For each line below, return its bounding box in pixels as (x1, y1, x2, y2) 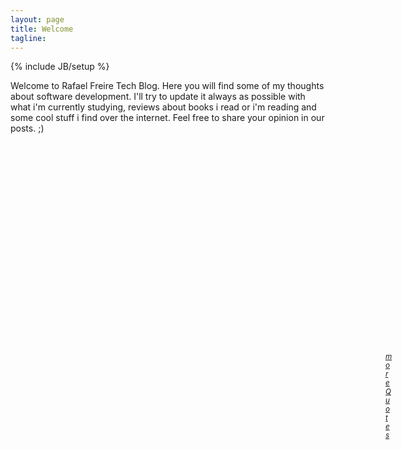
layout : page (10, 14, 65, 25)
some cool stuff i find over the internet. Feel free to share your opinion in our (10, 112, 325, 124)
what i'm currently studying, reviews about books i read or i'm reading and (10, 101, 317, 113)
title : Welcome (10, 24, 74, 34)
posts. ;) (10, 122, 45, 135)
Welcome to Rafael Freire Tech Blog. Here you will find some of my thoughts (10, 80, 325, 92)
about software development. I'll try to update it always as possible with (10, 91, 306, 103)
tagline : (10, 33, 47, 43)
